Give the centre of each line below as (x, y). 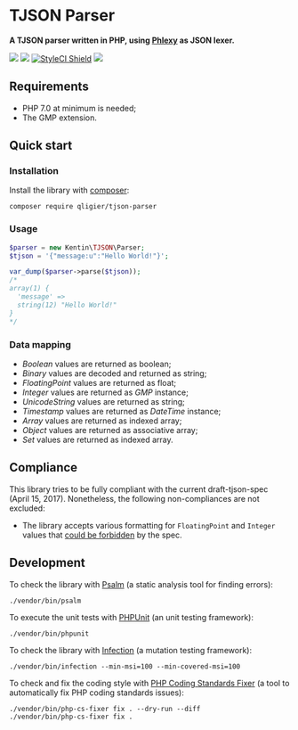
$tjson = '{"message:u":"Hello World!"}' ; (89, 256)
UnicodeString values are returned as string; (103, 401)
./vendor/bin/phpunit (49, 634)
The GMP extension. (60, 118)
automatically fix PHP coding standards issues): (97, 693)
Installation (34, 171)
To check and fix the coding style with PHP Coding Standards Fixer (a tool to (149, 683)
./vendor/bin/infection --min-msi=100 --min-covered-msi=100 (125, 666)
